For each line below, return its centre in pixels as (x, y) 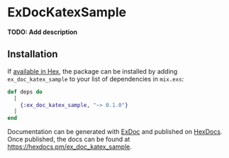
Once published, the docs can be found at (69, 140)
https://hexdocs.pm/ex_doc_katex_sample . (70, 147)
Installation (33, 54)
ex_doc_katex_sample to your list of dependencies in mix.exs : (96, 79)
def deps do (25, 92)
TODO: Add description (43, 32)
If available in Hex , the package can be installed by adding (93, 71)
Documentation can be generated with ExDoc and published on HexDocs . (115, 132)
